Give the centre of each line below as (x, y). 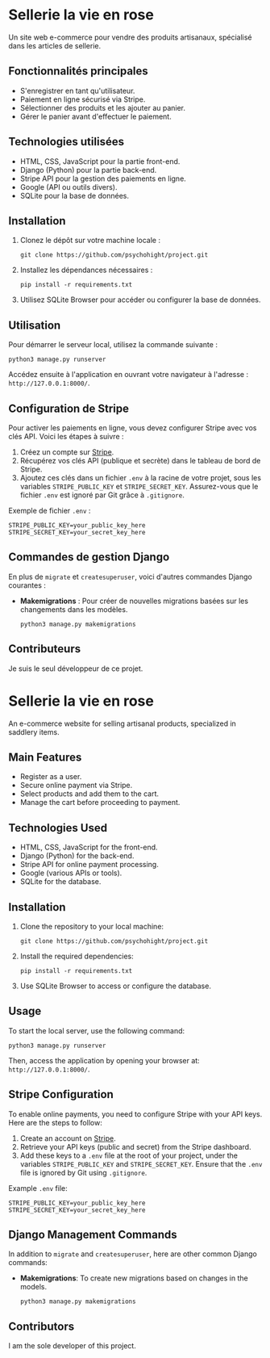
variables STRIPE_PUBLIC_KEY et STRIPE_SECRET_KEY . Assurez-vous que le (139, 486)
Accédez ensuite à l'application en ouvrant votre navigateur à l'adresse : (128, 375)
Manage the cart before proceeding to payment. (100, 803)
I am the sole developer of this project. (73, 1346)
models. (33, 1287)
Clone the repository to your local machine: (91, 926)
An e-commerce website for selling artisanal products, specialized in (122, 723)
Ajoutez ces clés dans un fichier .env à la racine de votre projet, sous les (141, 478)
